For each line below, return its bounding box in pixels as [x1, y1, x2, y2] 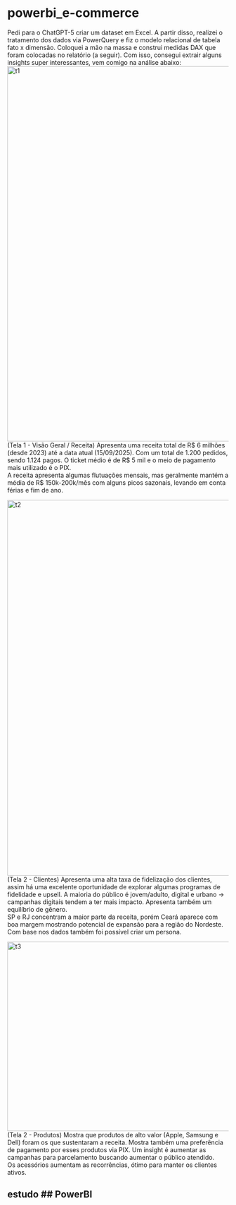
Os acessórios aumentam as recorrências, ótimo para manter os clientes [7, 1161, 218, 1169]
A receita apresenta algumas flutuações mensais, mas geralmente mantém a [7, 471, 229, 479]
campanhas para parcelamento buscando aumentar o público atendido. [7, 1153, 215, 1161]
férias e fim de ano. [7, 486, 64, 494]
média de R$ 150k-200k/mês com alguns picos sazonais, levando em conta [7, 478, 226, 487]
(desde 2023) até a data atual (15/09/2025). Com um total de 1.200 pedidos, [7, 448, 228, 457]
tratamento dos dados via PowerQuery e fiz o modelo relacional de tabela [7, 35, 221, 44]
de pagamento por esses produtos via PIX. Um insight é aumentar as [7, 1145, 206, 1154]
